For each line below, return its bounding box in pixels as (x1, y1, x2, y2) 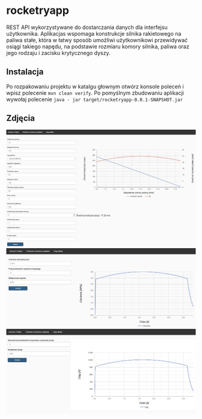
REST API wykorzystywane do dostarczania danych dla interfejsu (6, 24, 168, 31)
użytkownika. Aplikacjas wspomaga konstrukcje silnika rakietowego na (6, 30, 182, 37)
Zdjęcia (6, 113, 35, 124)
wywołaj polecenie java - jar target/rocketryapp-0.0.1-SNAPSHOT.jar (6, 95, 183, 103)
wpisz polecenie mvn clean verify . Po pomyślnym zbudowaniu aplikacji (6, 89, 185, 97)
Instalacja (6, 67, 44, 77)
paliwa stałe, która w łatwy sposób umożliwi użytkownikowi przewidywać (6, 36, 188, 43)
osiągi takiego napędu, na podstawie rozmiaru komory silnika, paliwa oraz (6, 43, 189, 50)
